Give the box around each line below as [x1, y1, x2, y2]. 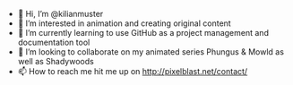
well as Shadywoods [17, 56, 94, 66]
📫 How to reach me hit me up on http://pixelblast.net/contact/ [17, 66, 248, 76]
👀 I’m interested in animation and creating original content [17, 18, 231, 29]
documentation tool [17, 37, 90, 47]
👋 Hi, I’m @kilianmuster [17, 9, 104, 19]
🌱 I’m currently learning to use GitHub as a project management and [17, 28, 269, 38]
